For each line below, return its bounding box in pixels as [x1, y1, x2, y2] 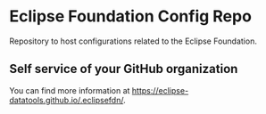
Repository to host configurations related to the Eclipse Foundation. [9, 36, 257, 46]
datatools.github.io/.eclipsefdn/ [9, 94, 124, 105]
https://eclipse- [131, 85, 189, 95]
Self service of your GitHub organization [9, 61, 238, 77]
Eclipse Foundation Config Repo [9, 6, 253, 27]
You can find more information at [9, 85, 130, 95]
